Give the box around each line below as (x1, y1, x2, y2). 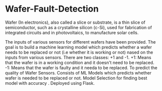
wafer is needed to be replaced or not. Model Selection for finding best (5, 75, 147, 81)
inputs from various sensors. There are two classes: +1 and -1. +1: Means (5, 54, 152, 60)
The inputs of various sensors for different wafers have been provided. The (5, 39, 156, 45)
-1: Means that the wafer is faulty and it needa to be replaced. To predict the (5, 64, 158, 71)
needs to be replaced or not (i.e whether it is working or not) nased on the (5, 49, 153, 55)
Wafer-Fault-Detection (5, 3, 99, 15)
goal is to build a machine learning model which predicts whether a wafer (5, 44, 152, 50)
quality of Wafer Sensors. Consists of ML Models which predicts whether (5, 70, 152, 76)
